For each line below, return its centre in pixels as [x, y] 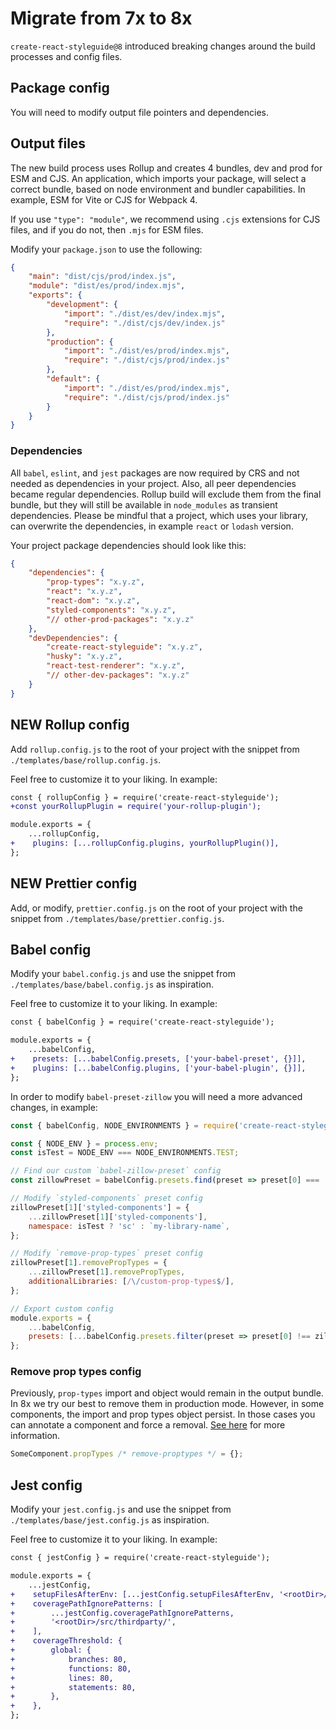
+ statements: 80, [73, 1687]
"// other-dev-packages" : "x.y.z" [118, 675]
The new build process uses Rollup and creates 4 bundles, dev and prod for [166, 168]
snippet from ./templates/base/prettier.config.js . [117, 918]
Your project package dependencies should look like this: [128, 545]
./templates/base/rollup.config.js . [86, 759]
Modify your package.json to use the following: [106, 249]
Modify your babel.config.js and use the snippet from [123, 974]
